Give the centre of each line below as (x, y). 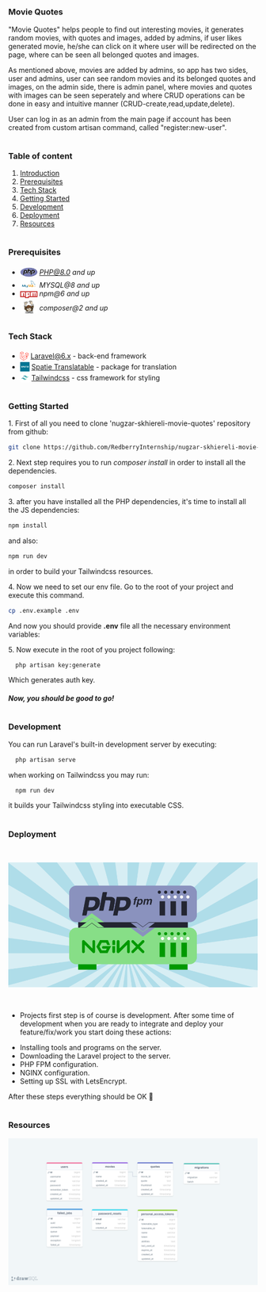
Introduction (40, 174)
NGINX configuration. (55, 1072)
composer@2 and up (74, 308)
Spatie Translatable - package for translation (104, 366)
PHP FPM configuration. (59, 1064)
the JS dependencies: (44, 510)
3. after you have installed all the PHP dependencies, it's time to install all (127, 501)
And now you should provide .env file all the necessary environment (120, 625)
